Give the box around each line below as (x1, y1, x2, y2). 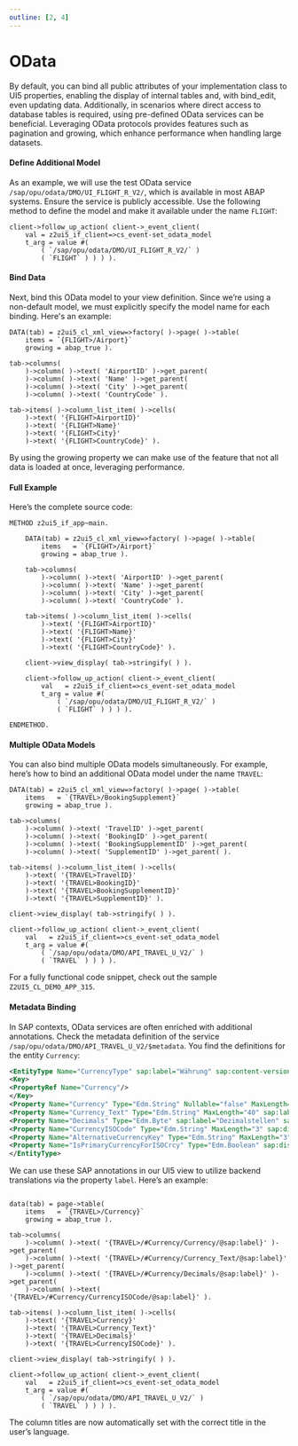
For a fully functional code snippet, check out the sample (9, 972, 217, 983)
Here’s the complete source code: (9, 502, 133, 513)
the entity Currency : (9, 1049, 81, 1060)
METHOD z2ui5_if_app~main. (9, 519, 109, 528)
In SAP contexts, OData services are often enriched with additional (9, 1021, 253, 1032)
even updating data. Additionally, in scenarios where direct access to (9, 99, 262, 110)
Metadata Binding (9, 1002, 77, 1012)
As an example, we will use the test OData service (9, 177, 192, 187)
